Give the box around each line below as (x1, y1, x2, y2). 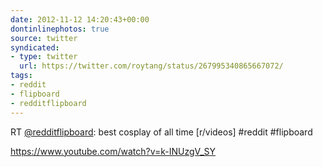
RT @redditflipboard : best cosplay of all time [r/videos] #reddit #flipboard (10, 126, 313, 138)
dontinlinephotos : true (10, 24, 110, 34)
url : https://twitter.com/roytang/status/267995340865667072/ (19, 61, 284, 71)
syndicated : (10, 42, 60, 53)
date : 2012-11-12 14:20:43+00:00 (10, 14, 150, 25)
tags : (10, 71, 33, 81)
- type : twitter (10, 52, 78, 62)
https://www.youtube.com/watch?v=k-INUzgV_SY (10, 145, 217, 157)
